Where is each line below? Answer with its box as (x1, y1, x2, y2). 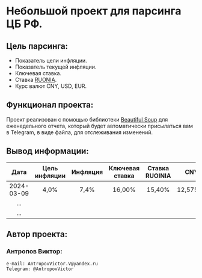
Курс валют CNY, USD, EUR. (14, 82, 87, 90)
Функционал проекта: (6, 100, 94, 110)
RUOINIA (145, 171, 171, 180)
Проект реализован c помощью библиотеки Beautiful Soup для (6, 116, 168, 123)
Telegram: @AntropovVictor (6, 266, 74, 272)
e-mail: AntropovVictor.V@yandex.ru (6, 261, 98, 267)
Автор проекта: (6, 229, 68, 239)
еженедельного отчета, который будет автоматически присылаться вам (6, 122, 194, 129)
